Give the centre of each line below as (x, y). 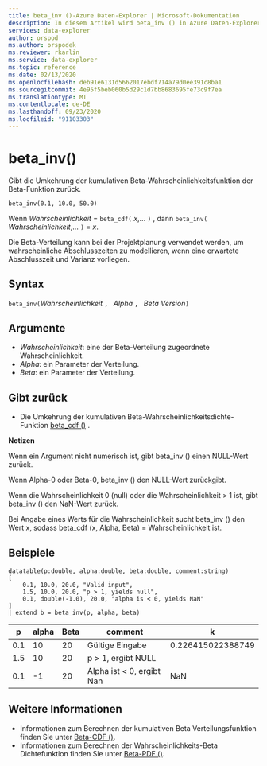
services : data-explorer (49, 30)
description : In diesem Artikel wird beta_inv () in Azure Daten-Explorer (135, 23)
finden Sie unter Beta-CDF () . (68, 737)
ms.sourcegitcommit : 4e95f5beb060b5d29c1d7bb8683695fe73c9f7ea (115, 89)
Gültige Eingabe (117, 645)
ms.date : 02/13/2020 (43, 75)
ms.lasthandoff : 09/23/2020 (55, 112)
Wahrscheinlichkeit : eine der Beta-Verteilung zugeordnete (115, 348)
